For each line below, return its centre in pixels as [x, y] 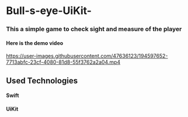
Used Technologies [42, 80]
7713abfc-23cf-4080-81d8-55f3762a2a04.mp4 [63, 62]
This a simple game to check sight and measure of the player [94, 29]
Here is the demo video [35, 43]
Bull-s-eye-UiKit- [49, 11]
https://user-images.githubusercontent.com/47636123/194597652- [87, 56]
